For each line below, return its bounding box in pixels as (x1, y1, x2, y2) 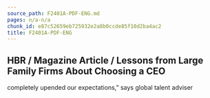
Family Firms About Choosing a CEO (7, 65, 166, 77)
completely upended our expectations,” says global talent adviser (7, 84, 193, 92)
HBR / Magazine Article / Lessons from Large (7, 54, 204, 66)
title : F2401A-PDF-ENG (7, 29, 72, 36)
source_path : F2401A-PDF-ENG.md (7, 10, 100, 17)
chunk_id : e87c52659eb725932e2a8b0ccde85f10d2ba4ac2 (7, 23, 162, 29)
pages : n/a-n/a (7, 16, 51, 23)
